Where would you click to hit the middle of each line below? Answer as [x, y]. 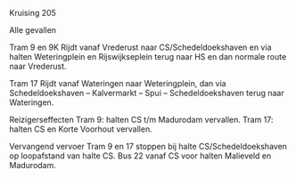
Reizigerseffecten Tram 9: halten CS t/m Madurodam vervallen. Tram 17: [141, 120]
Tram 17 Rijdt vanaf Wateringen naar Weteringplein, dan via [118, 83]
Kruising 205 [33, 13]
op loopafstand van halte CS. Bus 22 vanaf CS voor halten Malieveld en [140, 156]
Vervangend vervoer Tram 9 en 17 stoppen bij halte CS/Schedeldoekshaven [148, 146]
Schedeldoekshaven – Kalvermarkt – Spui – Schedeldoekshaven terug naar [147, 93]
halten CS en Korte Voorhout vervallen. [81, 129]
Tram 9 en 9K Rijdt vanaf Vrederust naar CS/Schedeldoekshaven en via [140, 47]
